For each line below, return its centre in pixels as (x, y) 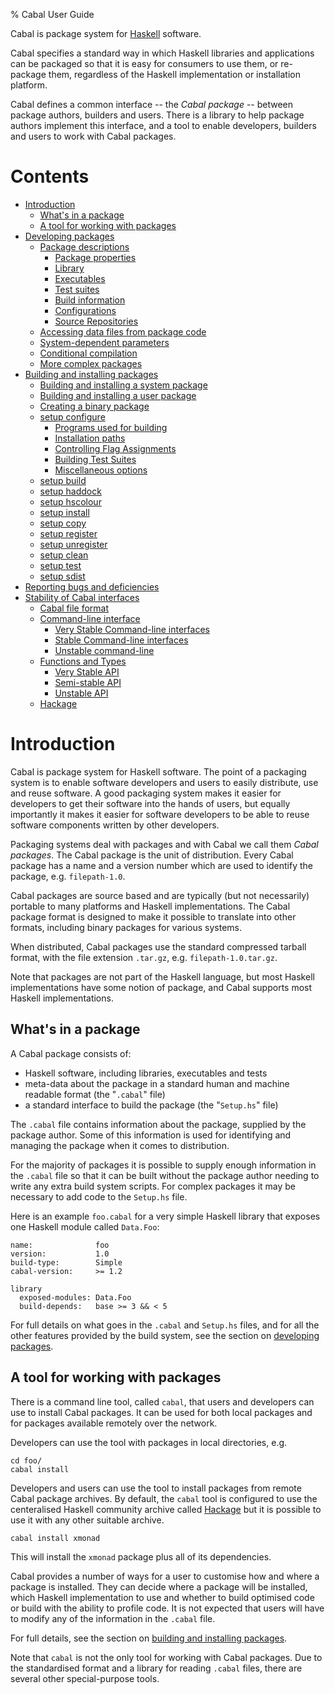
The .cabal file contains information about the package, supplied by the (158, 1124)
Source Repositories (96, 321)
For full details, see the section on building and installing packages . (149, 1638)
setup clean (64, 555)
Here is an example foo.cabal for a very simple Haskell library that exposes (165, 1216)
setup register (68, 533)
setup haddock (70, 491)
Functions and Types (83, 661)
